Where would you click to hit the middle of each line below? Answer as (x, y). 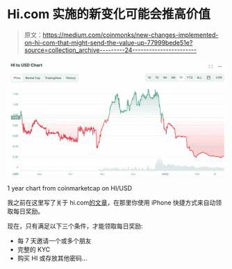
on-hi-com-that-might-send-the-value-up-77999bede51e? (108, 42)
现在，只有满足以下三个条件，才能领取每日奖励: (75, 226)
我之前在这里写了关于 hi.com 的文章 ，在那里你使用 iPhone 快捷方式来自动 (111, 203)
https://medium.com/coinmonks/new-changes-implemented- (131, 35)
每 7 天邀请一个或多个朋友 (54, 241)
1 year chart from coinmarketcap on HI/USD (70, 188)
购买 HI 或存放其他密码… (52, 259)
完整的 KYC (34, 250)
